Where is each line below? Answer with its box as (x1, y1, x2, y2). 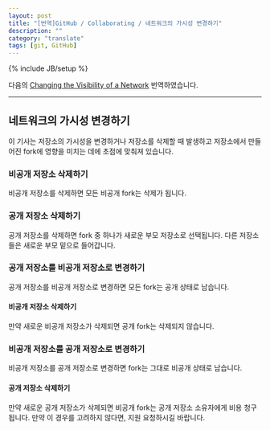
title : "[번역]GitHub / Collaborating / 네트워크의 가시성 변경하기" (8, 19, 223, 27)
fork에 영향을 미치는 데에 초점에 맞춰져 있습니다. (22, 146, 174, 156)
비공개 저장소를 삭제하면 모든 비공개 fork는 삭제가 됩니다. (8, 188, 187, 198)
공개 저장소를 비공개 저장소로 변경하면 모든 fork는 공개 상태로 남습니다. (8, 282, 230, 292)
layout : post (8, 11, 52, 20)
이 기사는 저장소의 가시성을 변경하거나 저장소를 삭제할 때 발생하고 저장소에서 (8, 136, 247, 145)
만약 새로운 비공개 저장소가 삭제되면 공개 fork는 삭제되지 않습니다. (8, 321, 215, 331)
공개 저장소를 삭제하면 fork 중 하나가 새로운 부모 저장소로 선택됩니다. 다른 (8, 230, 239, 240)
